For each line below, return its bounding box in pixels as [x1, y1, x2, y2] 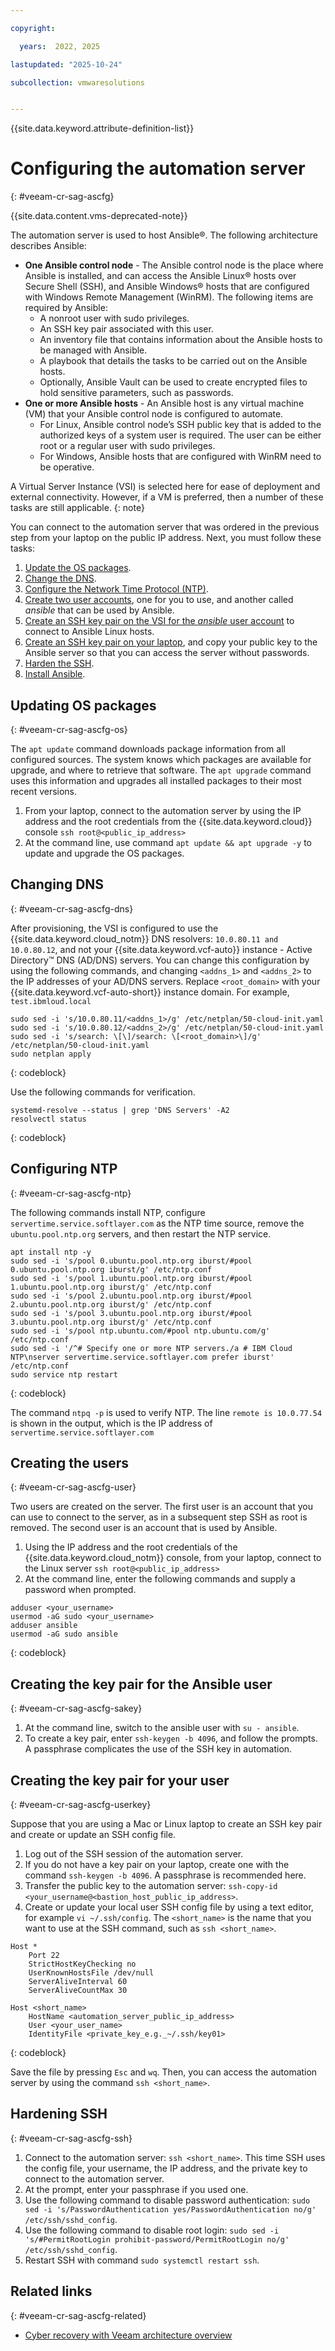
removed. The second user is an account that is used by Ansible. [10, 1522, 278, 1534]
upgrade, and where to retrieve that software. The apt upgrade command [10, 764, 312, 776]
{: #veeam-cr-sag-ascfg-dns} [10, 902, 134, 915]
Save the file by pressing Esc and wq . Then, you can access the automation [10, 2066, 318, 2078]
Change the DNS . [24, 572, 97, 585]
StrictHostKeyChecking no [28, 1959, 137, 1970]
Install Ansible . [24, 668, 86, 680]
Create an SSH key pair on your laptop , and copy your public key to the [24, 636, 318, 648]
